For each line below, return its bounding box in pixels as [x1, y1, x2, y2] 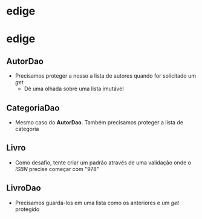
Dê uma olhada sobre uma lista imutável [24, 85, 124, 92]
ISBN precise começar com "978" [15, 165, 100, 172]
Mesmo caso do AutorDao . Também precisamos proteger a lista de [15, 119, 183, 126]
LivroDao [6, 183, 41, 194]
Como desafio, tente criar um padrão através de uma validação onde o [15, 159, 192, 166]
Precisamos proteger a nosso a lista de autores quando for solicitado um [15, 72, 197, 79]
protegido [15, 205, 40, 213]
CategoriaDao [6, 103, 60, 113]
